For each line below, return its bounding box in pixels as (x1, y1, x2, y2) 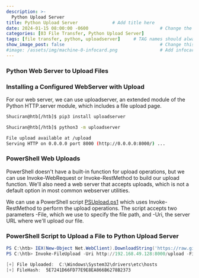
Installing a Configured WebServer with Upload (6, 82, 145, 90)
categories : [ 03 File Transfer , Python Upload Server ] (6, 31, 145, 37)
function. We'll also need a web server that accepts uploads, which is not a (6, 180, 190, 188)
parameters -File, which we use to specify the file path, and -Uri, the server (6, 211, 191, 218)
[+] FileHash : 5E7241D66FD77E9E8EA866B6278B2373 (6, 267, 131, 273)
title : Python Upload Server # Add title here (6, 20, 155, 25)
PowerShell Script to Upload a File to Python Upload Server (6, 232, 179, 240)
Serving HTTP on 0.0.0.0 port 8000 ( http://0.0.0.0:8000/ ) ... (6, 140, 166, 147)
